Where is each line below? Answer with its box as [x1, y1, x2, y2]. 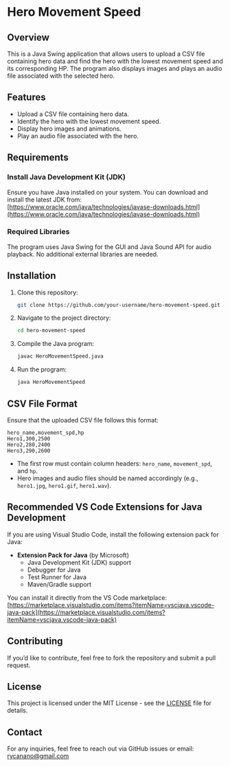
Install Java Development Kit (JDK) [7, 173, 126, 182]
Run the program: [16, 365, 67, 374]
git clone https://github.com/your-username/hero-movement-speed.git [16, 301, 221, 308]
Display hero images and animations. [16, 125, 122, 133]
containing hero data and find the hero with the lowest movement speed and [7, 57, 223, 65]
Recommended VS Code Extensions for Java [7, 501, 203, 513]
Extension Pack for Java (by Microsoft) [16, 551, 129, 559]
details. [7, 706, 28, 715]
